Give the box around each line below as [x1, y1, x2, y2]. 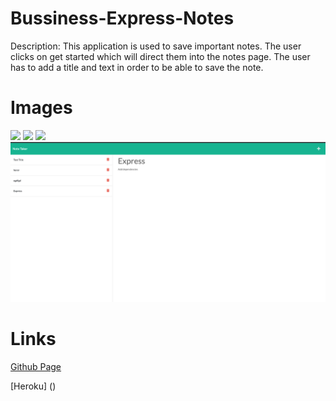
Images [10, 97, 73, 119]
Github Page [10, 360, 62, 372]
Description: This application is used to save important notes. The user [10, 40, 302, 52]
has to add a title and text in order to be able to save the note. [10, 61, 264, 73]
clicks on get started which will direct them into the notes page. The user [10, 50, 311, 62]
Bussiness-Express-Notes [10, 7, 235, 30]
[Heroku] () [10, 380, 57, 392]
